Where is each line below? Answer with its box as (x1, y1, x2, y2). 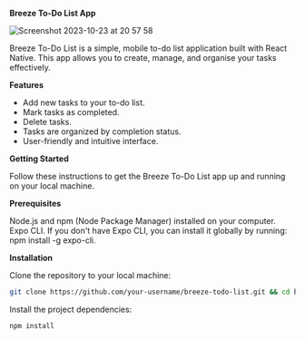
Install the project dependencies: (9, 304, 133, 315)
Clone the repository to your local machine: (9, 270, 172, 280)
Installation (9, 253, 53, 263)
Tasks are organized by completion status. (22, 126, 182, 137)
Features (9, 80, 44, 90)
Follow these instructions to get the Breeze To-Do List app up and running (9, 171, 286, 181)
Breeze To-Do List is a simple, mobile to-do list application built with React (9, 43, 288, 53)
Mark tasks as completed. (22, 107, 120, 117)
